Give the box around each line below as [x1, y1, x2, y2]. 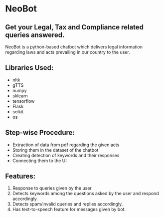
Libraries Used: [5, 63, 54, 72]
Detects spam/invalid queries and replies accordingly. [12, 201, 123, 207]
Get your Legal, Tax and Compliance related [5, 23, 144, 31]
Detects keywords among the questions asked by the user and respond [12, 191, 160, 197]
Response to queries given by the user [12, 185, 92, 191]
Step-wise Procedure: [5, 128, 75, 137]
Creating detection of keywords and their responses [12, 152, 120, 158]
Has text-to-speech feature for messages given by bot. [12, 207, 126, 213]
